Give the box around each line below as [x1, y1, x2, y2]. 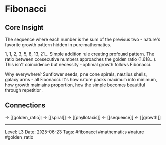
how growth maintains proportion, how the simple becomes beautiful [5, 82, 145, 88]
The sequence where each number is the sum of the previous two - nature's [5, 36, 161, 42]
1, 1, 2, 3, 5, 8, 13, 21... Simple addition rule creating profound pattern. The [5, 51, 155, 57]
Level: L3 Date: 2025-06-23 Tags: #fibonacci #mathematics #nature [5, 129, 144, 135]
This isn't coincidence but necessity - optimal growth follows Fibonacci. [5, 62, 152, 67]
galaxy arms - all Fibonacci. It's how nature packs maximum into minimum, [5, 77, 157, 82]
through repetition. [5, 87, 43, 93]
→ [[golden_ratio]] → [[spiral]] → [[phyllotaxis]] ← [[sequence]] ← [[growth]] [5, 114, 161, 120]
